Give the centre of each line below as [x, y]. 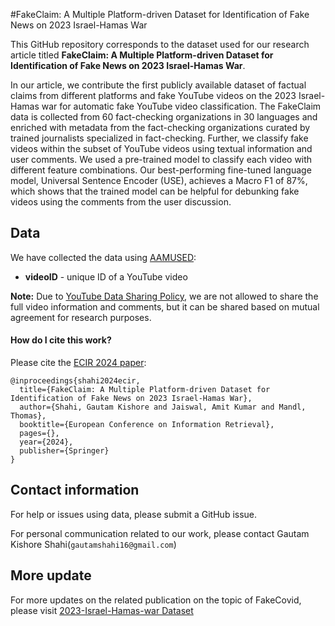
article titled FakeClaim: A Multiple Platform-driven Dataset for [142, 55]
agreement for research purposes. [81, 317]
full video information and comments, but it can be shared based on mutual [165, 306]
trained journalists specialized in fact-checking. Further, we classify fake [159, 138]
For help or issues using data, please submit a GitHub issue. [134, 514]
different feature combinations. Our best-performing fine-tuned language [161, 170]
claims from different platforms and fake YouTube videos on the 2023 [153, 95]
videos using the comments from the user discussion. [121, 202]
